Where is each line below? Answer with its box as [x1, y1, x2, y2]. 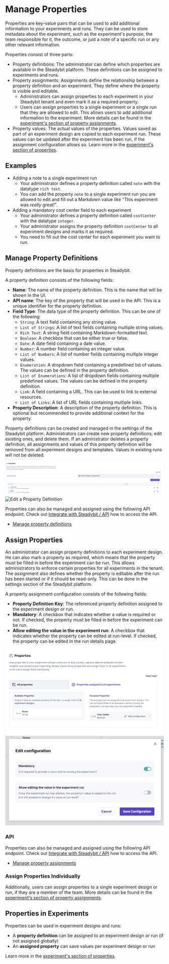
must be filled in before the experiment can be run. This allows [5, 560, 135, 566]
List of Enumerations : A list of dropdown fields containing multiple [20, 372, 159, 379]
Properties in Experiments [5, 909, 89, 918]
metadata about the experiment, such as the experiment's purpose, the [5, 31, 153, 37]
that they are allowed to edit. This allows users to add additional [20, 109, 152, 115]
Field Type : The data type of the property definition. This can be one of [12, 308, 161, 314]
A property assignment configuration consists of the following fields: [5, 591, 147, 597]
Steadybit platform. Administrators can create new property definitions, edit [5, 430, 162, 437]
